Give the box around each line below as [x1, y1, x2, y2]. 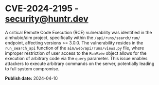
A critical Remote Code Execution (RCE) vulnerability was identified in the [5, 29, 152, 35]
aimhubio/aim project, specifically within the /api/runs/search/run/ [5, 35, 141, 41]
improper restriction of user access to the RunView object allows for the [5, 50, 147, 56]
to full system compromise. [5, 65, 60, 71]
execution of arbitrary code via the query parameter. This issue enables [5, 55, 148, 61]
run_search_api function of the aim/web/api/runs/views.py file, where [5, 45, 144, 51]
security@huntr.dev [5, 13, 88, 24]
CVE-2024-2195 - [5, 3, 79, 14]
